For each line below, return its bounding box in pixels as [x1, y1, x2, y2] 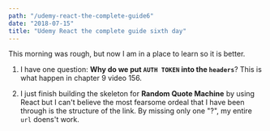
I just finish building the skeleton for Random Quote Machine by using [19, 89, 255, 99]
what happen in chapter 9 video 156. [19, 74, 142, 83]
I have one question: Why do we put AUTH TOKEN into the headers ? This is [19, 65, 262, 74]
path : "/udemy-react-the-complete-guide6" [8, 11, 154, 20]
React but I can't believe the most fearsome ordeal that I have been [19, 98, 245, 108]
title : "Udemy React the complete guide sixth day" [8, 27, 186, 35]
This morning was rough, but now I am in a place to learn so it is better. [8, 49, 246, 59]
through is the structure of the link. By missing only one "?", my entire [19, 106, 253, 116]
